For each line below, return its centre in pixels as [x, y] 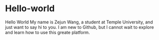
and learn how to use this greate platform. [48, 32]
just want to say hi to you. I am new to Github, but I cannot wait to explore [79, 27]
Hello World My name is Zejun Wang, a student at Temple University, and [79, 22]
